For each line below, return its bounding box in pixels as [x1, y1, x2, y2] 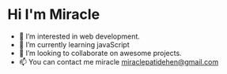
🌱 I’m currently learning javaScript [18, 39, 130, 49]
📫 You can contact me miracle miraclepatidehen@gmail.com [18, 57, 219, 66]
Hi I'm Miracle [7, 6, 100, 24]
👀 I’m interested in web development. [18, 31, 140, 41]
